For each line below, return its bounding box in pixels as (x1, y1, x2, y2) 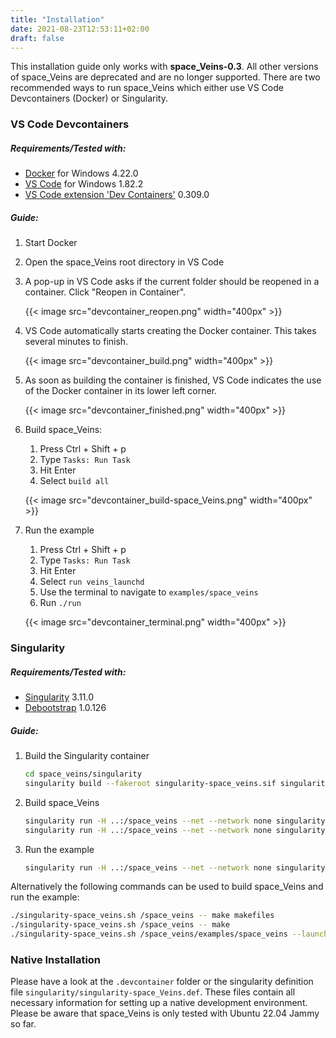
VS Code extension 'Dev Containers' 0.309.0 (24, 189, 210, 201)
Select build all (39, 475, 110, 487)
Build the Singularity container (24, 750, 150, 762)
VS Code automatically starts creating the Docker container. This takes (24, 325, 317, 337)
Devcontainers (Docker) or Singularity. (10, 92, 168, 105)
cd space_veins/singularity (24, 769, 142, 780)
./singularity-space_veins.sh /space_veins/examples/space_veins (10, 929, 288, 940)
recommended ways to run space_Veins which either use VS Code (10, 82, 284, 94)
